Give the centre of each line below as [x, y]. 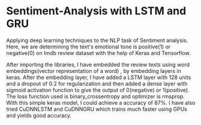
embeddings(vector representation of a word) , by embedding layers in [94, 71]
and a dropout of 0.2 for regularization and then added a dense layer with [97, 83]
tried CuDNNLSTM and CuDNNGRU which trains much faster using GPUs [97, 109]
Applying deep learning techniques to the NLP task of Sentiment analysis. [97, 40]
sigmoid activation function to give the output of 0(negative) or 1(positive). [98, 90]
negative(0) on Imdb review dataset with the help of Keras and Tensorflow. [98, 53]
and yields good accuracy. [39, 115]
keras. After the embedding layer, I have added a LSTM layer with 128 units [99, 77]
